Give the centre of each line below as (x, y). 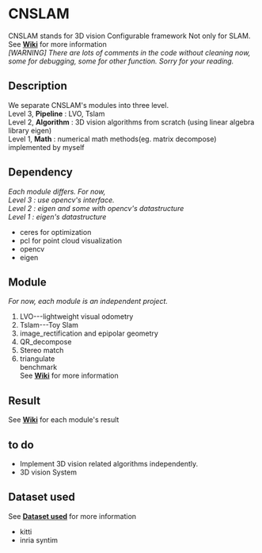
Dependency (40, 173)
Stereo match (42, 351)
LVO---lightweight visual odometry (76, 317)
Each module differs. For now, (57, 191)
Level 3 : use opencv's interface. (61, 200)
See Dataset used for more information (72, 516)
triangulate (37, 359)
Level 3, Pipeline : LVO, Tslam (57, 113)
